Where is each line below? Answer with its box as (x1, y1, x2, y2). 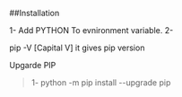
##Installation (9, 8, 60, 18)
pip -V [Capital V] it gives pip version (9, 42, 145, 53)
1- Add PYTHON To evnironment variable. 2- (9, 25, 174, 35)
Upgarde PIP (9, 60, 56, 70)
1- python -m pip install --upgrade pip (30, 77, 171, 88)
